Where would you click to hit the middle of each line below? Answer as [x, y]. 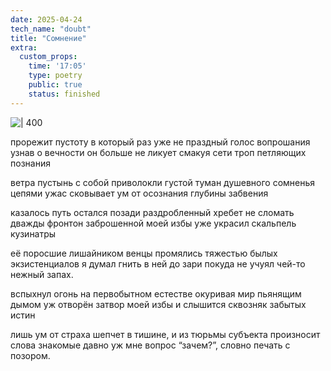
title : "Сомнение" [48, 38]
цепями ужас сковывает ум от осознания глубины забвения [139, 193]
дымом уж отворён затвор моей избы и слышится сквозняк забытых [158, 304]
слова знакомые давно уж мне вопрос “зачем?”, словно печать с [150, 345]
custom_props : [48, 57]
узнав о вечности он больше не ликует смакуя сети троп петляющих [158, 152]
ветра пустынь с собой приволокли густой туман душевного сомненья [163, 182]
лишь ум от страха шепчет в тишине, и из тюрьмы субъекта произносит [165, 334]
